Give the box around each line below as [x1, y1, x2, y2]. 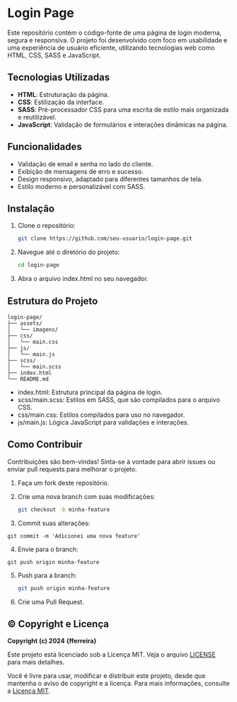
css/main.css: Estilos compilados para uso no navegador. [17, 410, 185, 419]
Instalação [7, 202, 55, 214]
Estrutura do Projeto [7, 295, 98, 307]
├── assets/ [7, 320, 42, 327]
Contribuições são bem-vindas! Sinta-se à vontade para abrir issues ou [7, 457, 216, 466]
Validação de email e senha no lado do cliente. [17, 159, 154, 168]
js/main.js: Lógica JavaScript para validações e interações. [17, 418, 190, 426]
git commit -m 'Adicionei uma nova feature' [7, 532, 141, 539]
